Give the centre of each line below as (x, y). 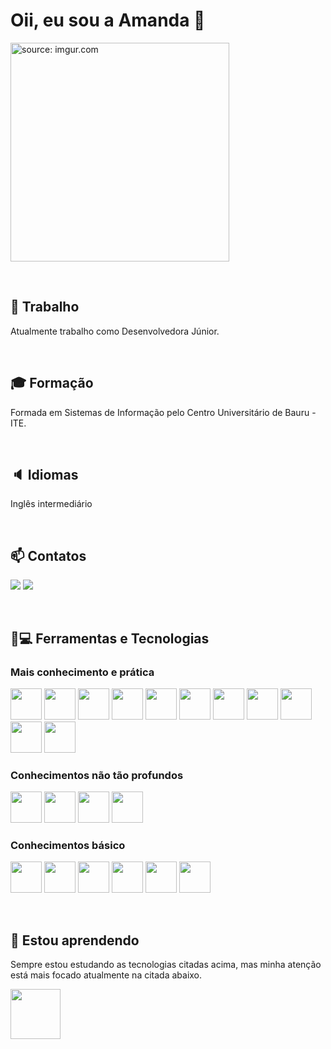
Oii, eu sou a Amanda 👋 (108, 20)
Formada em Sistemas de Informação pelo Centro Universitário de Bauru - (163, 412)
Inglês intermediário (51, 504)
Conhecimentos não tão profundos (97, 775)
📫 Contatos (48, 555)
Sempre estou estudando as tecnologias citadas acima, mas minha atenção (166, 965)
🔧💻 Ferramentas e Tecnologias (110, 638)
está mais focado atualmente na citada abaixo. (106, 975)
